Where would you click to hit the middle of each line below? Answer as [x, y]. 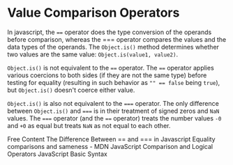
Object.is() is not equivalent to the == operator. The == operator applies [111, 68]
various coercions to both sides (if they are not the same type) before [107, 75]
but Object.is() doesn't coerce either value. [71, 90]
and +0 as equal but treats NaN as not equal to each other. [89, 125]
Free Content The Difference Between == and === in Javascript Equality [111, 139]
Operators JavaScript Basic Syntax [58, 154]
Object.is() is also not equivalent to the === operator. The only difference [113, 103]
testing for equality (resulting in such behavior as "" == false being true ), [114, 82]
